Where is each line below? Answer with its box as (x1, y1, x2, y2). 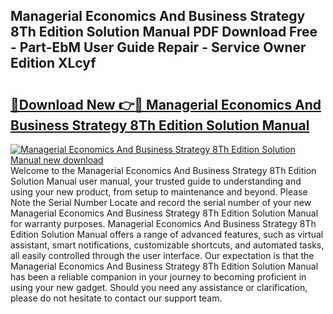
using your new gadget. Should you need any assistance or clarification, (10, 282, 308, 293)
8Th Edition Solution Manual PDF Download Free (10, 24, 318, 41)
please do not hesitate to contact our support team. (10, 292, 223, 304)
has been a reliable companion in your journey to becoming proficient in (10, 271, 307, 283)
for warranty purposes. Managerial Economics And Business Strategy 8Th (10, 218, 317, 229)
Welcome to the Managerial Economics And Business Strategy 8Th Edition (10, 165, 317, 176)
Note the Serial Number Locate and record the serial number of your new (10, 197, 312, 208)
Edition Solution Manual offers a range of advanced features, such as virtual (10, 229, 324, 240)
